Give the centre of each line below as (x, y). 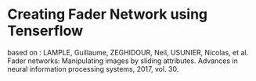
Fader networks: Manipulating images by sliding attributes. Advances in (123, 61)
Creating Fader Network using (108, 14)
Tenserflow (45, 31)
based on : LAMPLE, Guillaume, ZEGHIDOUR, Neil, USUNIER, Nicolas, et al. (128, 52)
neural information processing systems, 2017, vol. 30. (93, 69)
